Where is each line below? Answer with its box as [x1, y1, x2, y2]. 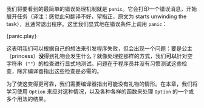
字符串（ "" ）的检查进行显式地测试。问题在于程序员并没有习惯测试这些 [6, 60, 182, 67]
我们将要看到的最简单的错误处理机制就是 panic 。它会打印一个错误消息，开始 [6, 5, 197, 12]
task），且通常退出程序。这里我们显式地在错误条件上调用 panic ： [6, 21, 168, 27]
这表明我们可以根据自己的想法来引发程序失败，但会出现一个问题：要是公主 [6, 45, 192, 52]
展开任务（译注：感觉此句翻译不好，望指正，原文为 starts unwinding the [6, 13, 187, 20]
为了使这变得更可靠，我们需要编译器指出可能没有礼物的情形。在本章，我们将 [6, 80, 198, 87]
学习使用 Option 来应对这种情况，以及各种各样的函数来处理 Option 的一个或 [6, 88, 194, 95]
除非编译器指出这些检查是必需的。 [16, 68, 102, 74]
